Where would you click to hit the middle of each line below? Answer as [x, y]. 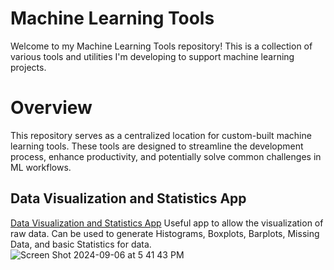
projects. [28, 67]
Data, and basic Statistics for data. [81, 244]
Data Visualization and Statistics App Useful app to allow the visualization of [167, 223]
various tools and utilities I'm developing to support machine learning [152, 56]
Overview [51, 108]
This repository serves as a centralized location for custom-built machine [161, 135]
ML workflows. [41, 167]
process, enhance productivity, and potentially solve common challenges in [166, 156]
